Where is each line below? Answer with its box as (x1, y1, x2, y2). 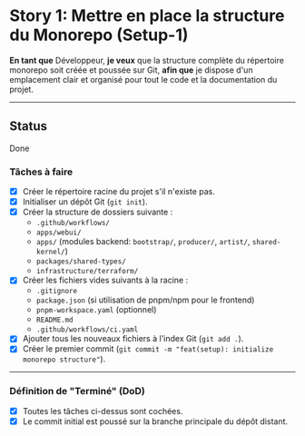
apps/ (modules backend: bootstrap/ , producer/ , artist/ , (35, 236, 251, 247)
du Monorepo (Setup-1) (9, 25, 189, 45)
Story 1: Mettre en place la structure (9, 5, 285, 26)
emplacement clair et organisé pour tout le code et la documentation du (9, 74, 278, 84)
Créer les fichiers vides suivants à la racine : (22, 274, 189, 286)
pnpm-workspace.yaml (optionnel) (35, 304, 157, 315)
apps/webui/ (35, 228, 82, 237)
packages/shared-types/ (35, 257, 127, 266)
